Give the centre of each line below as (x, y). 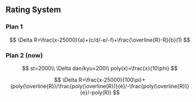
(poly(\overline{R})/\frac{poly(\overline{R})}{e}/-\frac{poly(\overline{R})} (100, 86)
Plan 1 (14, 27)
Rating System (33, 10)
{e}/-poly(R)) (96, 92)
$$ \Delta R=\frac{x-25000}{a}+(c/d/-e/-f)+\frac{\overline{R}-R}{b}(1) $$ (100, 40)
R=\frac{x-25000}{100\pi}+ (112, 79)
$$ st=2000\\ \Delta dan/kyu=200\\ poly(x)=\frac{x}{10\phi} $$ (100, 68)
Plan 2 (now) (24, 55)
